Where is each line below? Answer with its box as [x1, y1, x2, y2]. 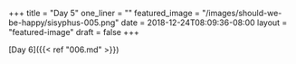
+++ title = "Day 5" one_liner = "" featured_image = [8, 8, 200, 18]
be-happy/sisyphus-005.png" [8, 17, 119, 28]
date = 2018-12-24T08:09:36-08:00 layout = [120, 17, 288, 28]
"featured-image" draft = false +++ [8, 27, 139, 37]
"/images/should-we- [201, 8, 282, 18]
